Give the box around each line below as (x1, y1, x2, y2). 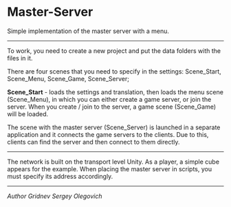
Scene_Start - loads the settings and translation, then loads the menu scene (7, 87, 223, 96)
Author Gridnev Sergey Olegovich (7, 192, 102, 200)
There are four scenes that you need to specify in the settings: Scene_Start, (7, 67, 221, 76)
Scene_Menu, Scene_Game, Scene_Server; (7, 74, 129, 83)
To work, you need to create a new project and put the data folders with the (7, 46, 221, 55)
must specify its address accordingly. (7, 172, 113, 180)
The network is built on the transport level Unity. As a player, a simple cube (7, 157, 220, 166)
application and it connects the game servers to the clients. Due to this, (7, 130, 209, 138)
